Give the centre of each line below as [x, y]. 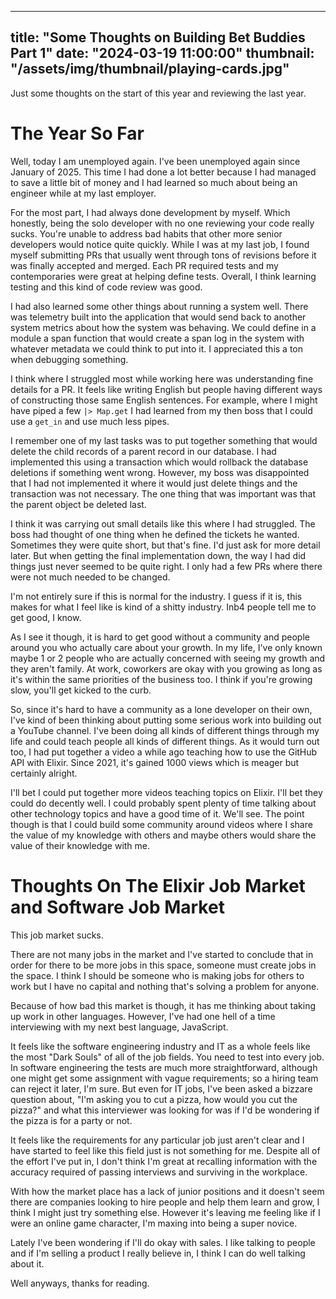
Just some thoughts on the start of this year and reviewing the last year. [158, 93]
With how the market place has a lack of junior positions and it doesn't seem [167, 1191]
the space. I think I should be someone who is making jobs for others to [157, 975]
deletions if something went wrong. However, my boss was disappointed [160, 472]
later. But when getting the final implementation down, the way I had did [158, 555]
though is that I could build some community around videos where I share [161, 824]
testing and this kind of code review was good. [106, 287]
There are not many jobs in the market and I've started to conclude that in [162, 954]
